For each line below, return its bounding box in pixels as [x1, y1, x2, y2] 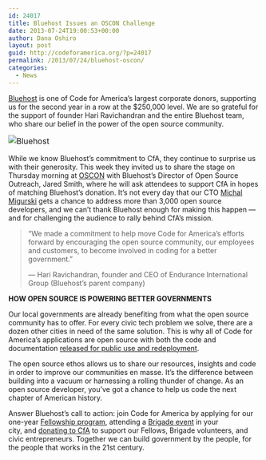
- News [15, 71, 38, 79]
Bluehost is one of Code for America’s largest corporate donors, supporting [8, 93, 257, 103]
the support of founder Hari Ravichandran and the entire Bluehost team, [8, 110, 245, 120]
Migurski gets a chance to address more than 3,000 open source [8, 196, 222, 205]
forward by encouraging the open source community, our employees [27, 237, 255, 247]
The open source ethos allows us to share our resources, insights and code [8, 358, 256, 369]
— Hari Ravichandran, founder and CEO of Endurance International [27, 269, 248, 279]
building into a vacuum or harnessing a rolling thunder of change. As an [8, 376, 244, 385]
